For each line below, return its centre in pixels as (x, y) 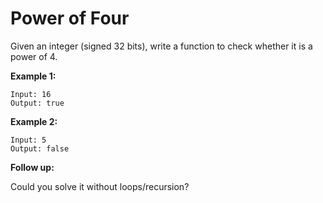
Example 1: (33, 76)
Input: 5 (28, 140)
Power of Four (70, 18)
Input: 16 (31, 94)
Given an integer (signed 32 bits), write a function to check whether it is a (161, 46)
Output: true (37, 103)
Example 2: (34, 121)
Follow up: (32, 167)
